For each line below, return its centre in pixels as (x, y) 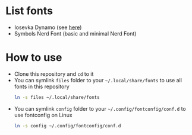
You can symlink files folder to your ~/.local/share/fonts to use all (98, 80)
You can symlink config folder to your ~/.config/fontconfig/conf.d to (100, 108)
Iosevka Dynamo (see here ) (48, 27)
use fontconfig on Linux (43, 115)
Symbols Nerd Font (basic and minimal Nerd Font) (75, 33)
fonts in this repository (42, 86)
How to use (34, 58)
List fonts (29, 11)
